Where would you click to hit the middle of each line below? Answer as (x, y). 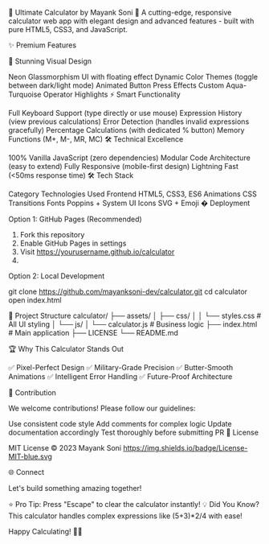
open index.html (35, 300)
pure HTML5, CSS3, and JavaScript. (68, 29)
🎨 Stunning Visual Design (50, 61)
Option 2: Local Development (57, 276)
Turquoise (25, 94)
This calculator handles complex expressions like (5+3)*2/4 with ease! (125, 516)
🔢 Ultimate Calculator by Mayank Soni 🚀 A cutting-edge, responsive (120, 12)
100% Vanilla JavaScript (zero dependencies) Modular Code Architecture (129, 158)
